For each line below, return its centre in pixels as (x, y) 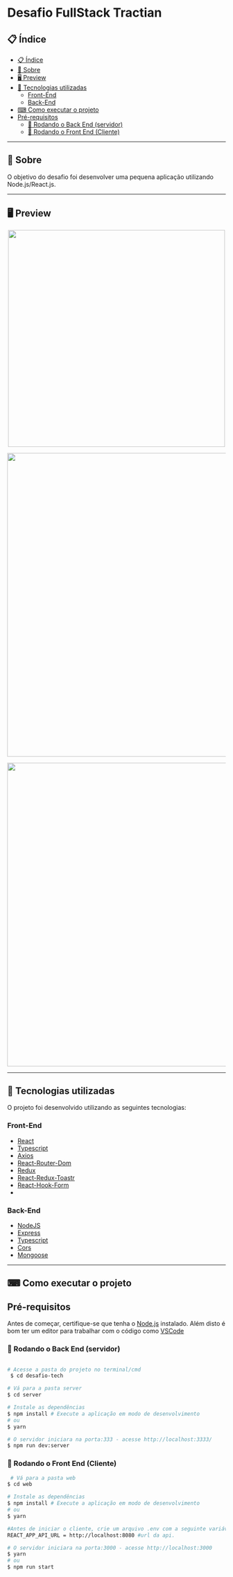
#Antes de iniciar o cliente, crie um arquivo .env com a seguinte (107, 1528)
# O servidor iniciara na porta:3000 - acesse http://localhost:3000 (110, 1548)
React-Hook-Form (43, 1185)
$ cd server (24, 1395)
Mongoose (33, 1255)
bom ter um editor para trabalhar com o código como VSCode (96, 1331)
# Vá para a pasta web (43, 1478)
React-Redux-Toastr (46, 1177)
